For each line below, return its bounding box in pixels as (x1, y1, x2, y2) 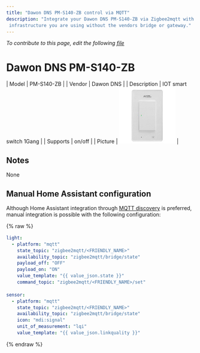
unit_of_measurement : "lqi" (17, 324, 87, 330)
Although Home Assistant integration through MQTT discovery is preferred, (6, 204, 192, 211)
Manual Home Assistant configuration (6, 189, 151, 199)
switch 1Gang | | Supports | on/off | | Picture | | (6, 138, 179, 145)
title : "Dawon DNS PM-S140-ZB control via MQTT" (6, 10, 130, 16)
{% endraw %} (6, 340, 43, 348)
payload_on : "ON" (17, 267, 60, 273)
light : (6, 235, 23, 241)
